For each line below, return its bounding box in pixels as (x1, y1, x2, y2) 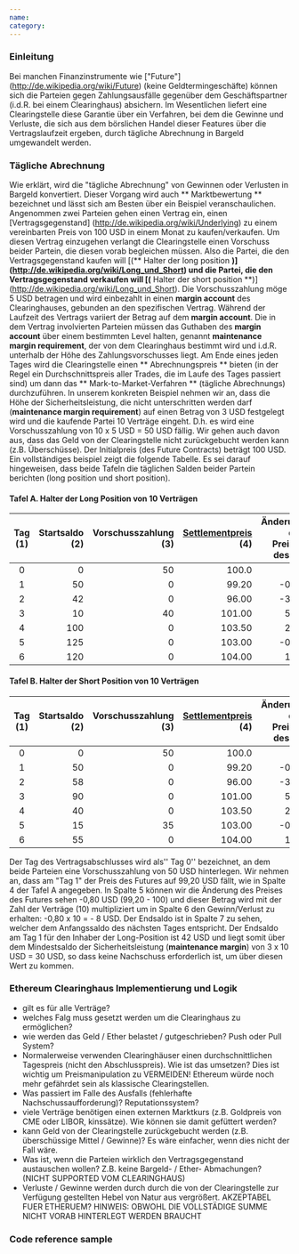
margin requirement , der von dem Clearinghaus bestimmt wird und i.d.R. (9, 340, 278, 352)
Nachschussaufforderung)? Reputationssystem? (21, 1096, 199, 1108)
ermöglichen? (21, 1021, 73, 1032)
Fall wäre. (21, 1145, 58, 1155)
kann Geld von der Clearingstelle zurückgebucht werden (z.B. (21, 1125, 249, 1136)
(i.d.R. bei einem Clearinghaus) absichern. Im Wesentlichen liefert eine (9, 99, 267, 109)
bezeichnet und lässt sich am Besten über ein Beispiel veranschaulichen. (9, 198, 277, 209)
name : (9, 12, 29, 22)
